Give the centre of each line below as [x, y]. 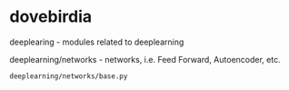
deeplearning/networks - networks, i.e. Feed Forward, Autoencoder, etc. [145, 59]
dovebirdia [51, 17]
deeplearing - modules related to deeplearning [97, 42]
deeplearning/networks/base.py [69, 76]
